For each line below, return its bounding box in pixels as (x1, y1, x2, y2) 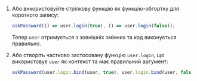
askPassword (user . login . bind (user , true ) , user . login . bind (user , (11, 69, 178, 75)
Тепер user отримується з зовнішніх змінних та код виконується (11, 33, 177, 40)
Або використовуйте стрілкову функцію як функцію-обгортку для (11, 5, 179, 12)
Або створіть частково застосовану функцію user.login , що (11, 51, 165, 58)
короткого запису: (11, 11, 59, 18)
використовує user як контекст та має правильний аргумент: (11, 58, 168, 65)
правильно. (11, 40, 42, 47)
